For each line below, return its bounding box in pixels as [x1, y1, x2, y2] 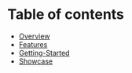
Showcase [18, 57, 53, 66]
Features [18, 39, 48, 49]
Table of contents [7, 5, 125, 24]
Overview [18, 31, 50, 41]
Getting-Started [18, 48, 70, 57]
